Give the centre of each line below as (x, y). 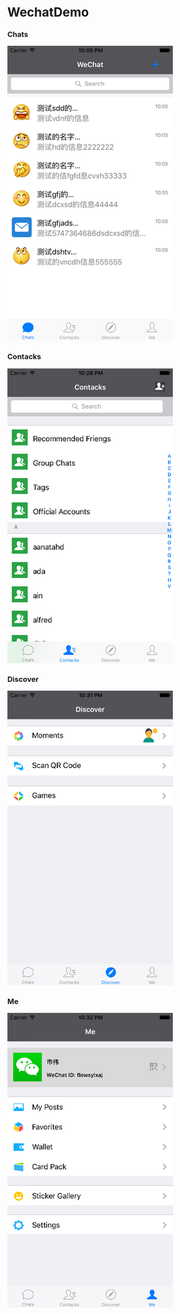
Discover (23, 679)
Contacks (24, 356)
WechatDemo (48, 12)
